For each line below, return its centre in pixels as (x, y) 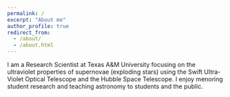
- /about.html (33, 45)
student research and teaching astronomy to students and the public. (105, 86)
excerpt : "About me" (37, 20)
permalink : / (26, 13)
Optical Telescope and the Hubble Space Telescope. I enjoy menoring (124, 79)
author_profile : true (38, 26)
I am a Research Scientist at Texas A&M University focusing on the (102, 65)
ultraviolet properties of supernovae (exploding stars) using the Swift (105, 72)
